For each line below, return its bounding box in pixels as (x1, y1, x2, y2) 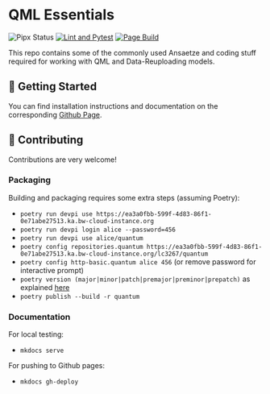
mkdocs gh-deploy (19, 378, 79, 386)
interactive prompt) (19, 265, 85, 275)
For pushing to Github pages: (8, 361, 106, 371)
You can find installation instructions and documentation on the (8, 101, 218, 110)
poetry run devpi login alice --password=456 (19, 226, 176, 234)
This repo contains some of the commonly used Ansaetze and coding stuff (8, 48, 256, 57)
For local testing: (8, 330, 64, 339)
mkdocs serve (19, 346, 64, 355)
